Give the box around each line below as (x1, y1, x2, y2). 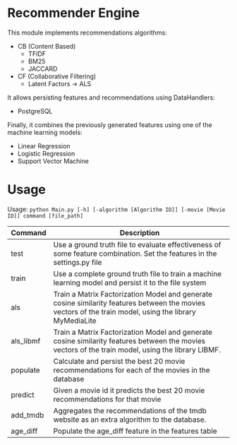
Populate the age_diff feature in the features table (53, 426, 217, 436)
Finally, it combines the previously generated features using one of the (7, 120, 213, 129)
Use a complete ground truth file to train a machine (53, 268, 222, 278)
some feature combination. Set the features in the (53, 249, 217, 259)
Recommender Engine (7, 5, 140, 21)
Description (119, 227, 160, 237)
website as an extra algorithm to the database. (53, 415, 207, 425)
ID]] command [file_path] (7, 212, 83, 220)
